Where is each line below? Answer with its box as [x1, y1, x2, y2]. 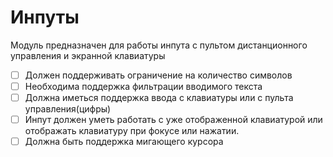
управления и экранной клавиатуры [10, 49, 166, 61]
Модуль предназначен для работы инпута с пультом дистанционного [10, 39, 308, 51]
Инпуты [10, 6, 80, 29]
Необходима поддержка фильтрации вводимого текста [24, 81, 263, 92]
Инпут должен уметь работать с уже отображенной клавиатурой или [24, 114, 323, 126]
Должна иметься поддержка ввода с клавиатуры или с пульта [24, 92, 294, 104]
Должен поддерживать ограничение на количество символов [24, 69, 293, 81]
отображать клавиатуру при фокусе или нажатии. [24, 125, 240, 137]
